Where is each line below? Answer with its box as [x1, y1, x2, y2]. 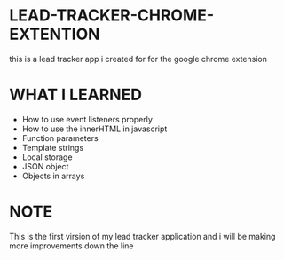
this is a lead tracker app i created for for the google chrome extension [9, 53, 268, 64]
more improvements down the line [9, 240, 134, 251]
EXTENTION [9, 24, 100, 44]
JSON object [21, 161, 69, 171]
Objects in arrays [21, 170, 85, 181]
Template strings [21, 142, 84, 153]
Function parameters [21, 132, 99, 143]
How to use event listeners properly [21, 114, 154, 124]
